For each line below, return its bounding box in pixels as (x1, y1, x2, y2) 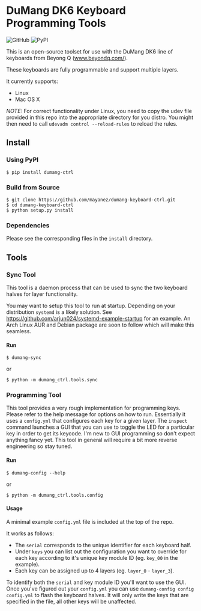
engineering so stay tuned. (6, 443, 73, 450)
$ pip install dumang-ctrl (6, 169, 74, 175)
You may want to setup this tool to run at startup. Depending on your (6, 302, 176, 309)
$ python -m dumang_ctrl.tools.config (6, 492, 103, 498)
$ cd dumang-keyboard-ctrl (6, 202, 74, 208)
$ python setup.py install (6, 207, 74, 213)
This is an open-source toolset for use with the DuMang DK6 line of (6, 48, 173, 55)
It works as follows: (6, 530, 54, 537)
